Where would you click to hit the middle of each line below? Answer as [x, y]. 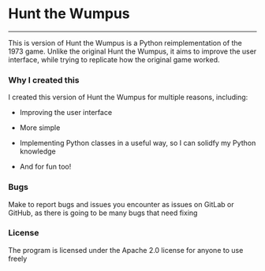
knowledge [38, 151]
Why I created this [44, 80]
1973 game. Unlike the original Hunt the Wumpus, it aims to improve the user [132, 51]
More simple [40, 128]
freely [18, 258]
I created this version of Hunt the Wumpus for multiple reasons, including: [128, 97]
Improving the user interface [66, 113]
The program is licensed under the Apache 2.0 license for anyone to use [126, 250]
